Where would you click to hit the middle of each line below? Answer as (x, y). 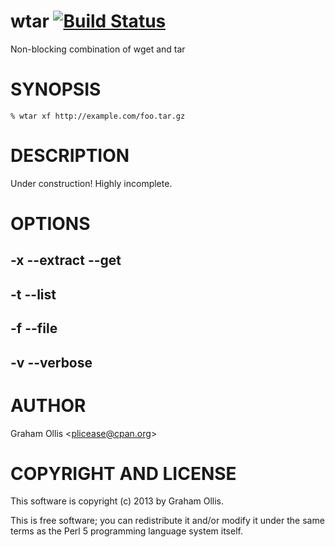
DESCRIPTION (70, 156)
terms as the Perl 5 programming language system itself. (126, 531)
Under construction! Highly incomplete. (91, 183)
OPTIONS (50, 224)
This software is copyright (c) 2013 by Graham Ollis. (117, 501)
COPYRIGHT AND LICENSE (123, 473)
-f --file (34, 328)
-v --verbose (51, 362)
